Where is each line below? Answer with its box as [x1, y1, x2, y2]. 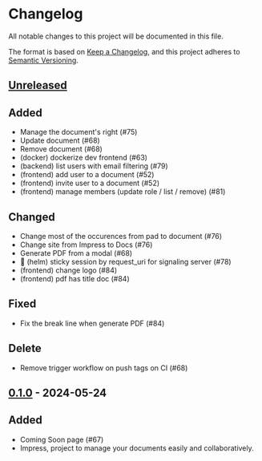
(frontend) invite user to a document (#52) [19, 178, 160, 188]
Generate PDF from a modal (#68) [19, 248, 133, 257]
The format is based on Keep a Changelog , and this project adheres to [8, 47, 240, 56]
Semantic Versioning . [8, 55, 79, 65]
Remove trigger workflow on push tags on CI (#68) [19, 362, 188, 373]
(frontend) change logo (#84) [19, 265, 118, 275]
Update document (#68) [19, 135, 100, 145]
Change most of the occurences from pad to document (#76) [19, 231, 223, 241]
